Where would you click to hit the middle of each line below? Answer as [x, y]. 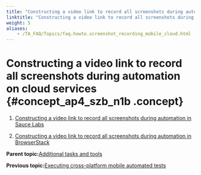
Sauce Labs [29, 125]
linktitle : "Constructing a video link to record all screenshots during [100, 17]
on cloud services [51, 89]
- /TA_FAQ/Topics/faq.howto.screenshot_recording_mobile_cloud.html [104, 34]
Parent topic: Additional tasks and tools [54, 154]
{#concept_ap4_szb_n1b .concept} [95, 102]
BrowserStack [32, 142]
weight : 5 [19, 23]
